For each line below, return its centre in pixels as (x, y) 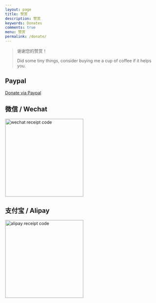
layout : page (18, 9)
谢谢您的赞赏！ (32, 51)
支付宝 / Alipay (27, 211)
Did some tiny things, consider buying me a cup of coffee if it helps (84, 61)
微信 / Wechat (26, 109)
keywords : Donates (24, 23)
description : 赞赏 (23, 18)
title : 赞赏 (16, 14)
